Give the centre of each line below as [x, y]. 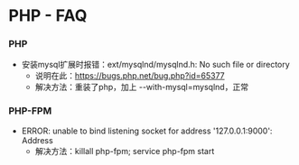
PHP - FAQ [48, 16]
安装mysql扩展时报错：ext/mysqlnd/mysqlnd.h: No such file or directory [155, 65]
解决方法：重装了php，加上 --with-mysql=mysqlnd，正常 [142, 87]
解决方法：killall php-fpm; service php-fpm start [125, 151]
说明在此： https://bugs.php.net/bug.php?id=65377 [130, 76]
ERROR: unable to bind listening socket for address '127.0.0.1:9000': [147, 131]
